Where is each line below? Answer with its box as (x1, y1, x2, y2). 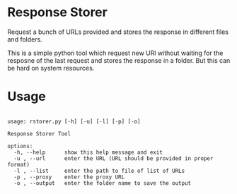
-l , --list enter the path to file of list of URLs (13, 167, 185, 174)
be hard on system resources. (7, 63, 95, 72)
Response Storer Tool (7, 130, 71, 138)
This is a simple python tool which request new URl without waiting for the (7, 49, 224, 57)
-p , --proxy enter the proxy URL (13, 174, 125, 181)
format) (7, 161, 30, 168)
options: (7, 143, 33, 150)
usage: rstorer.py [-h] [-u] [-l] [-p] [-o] (7, 118, 141, 125)
